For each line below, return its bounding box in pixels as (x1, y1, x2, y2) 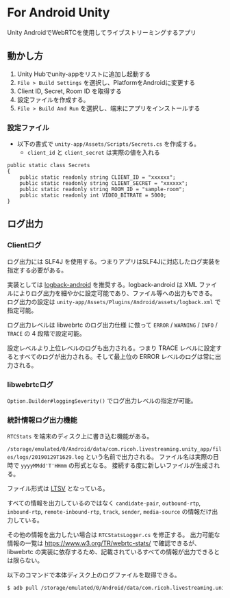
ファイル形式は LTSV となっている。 (7, 484, 110, 493)
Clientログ (7, 240, 42, 250)
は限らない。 (7, 556, 43, 564)
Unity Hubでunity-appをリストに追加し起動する (16, 70, 151, 78)
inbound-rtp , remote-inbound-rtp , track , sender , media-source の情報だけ (7, 508, 212, 516)
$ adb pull (7, 584, 38, 592)
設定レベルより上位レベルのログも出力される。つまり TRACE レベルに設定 (7, 344, 216, 352)
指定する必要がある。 (7, 266, 67, 274)
